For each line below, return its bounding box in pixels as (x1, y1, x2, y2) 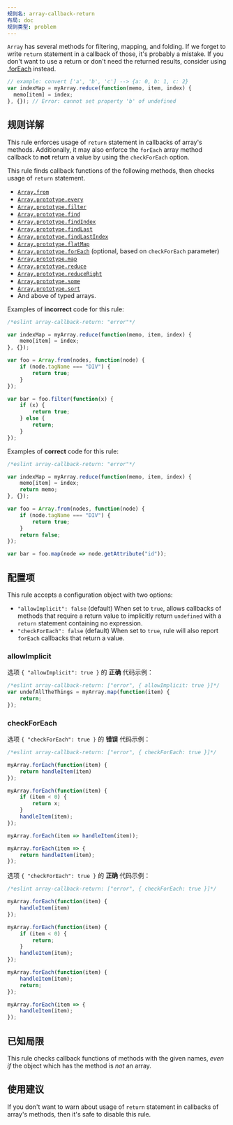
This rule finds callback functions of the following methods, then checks (7, 166, 215, 175)
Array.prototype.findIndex (17, 218, 96, 225)
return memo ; (20, 486, 58, 493)
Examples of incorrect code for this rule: (7, 305, 124, 313)
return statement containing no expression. (17, 619, 143, 627)
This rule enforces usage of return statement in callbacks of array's (7, 138, 202, 146)
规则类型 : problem (7, 23, 57, 30)
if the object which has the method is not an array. (7, 1061, 152, 1070)
